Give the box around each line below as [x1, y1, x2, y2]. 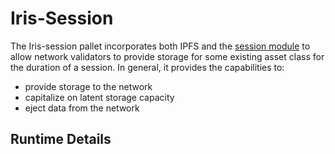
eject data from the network [24, 102, 140, 114]
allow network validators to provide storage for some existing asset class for [10, 50, 325, 62]
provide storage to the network [24, 80, 153, 92]
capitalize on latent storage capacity [24, 91, 175, 103]
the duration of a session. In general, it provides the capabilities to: [10, 61, 285, 73]
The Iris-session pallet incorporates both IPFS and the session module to [10, 40, 311, 52]
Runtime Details [10, 131, 112, 148]
